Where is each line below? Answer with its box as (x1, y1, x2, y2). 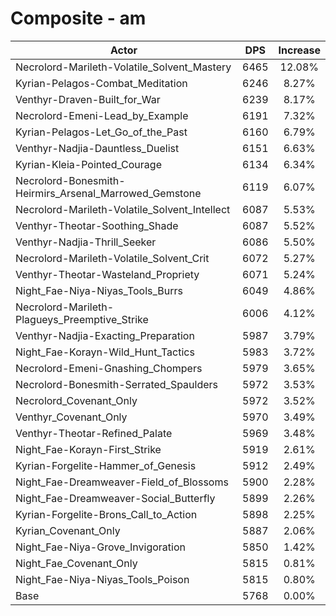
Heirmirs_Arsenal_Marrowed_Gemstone (15, 186, 202, 200)
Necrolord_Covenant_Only (15, 393, 138, 407)
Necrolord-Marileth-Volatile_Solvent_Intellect (15, 202, 231, 216)
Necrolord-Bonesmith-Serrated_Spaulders (15, 377, 219, 391)
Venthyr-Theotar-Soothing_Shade (15, 218, 179, 232)
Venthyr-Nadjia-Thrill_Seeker (15, 235, 157, 249)
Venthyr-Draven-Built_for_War (15, 92, 161, 106)
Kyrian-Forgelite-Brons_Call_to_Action (15, 507, 198, 521)
